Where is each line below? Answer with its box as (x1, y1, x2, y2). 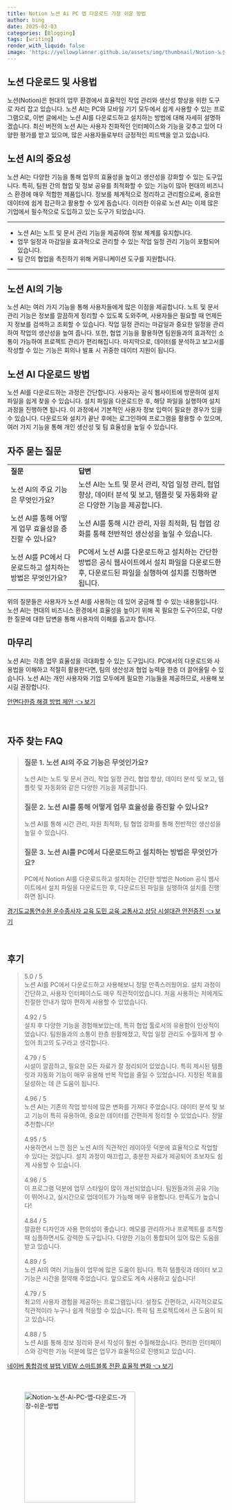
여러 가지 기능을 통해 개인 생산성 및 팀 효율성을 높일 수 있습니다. (7, 423, 178, 431)
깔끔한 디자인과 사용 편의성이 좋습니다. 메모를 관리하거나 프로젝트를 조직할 (23, 1224, 224, 1233)
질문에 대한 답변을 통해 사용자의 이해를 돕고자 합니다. (14, 614, 157, 623)
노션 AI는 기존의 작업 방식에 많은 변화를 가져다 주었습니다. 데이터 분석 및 (23, 1102, 217, 1111)
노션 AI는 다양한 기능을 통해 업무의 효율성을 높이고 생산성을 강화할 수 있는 (7, 173, 205, 181)
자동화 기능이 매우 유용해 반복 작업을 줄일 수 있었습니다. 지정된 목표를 (37, 1070, 223, 1079)
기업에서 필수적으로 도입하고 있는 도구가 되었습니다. (7, 207, 146, 216)
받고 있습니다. (23, 1242, 62, 1250)
